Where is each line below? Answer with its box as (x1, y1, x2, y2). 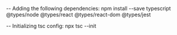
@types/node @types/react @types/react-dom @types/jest (6, 11, 151, 18)
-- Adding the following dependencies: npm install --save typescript (6, 5, 171, 12)
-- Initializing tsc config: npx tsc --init (6, 23, 96, 29)
